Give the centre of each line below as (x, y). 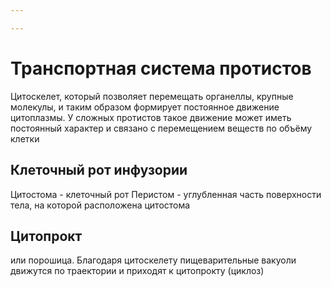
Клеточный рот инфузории (99, 170)
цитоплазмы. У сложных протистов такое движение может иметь (151, 117)
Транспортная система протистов (161, 68)
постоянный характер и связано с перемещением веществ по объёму (161, 128)
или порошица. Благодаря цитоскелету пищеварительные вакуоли (153, 260)
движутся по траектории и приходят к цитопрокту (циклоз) (137, 271)
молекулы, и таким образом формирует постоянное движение (145, 107)
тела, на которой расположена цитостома (100, 205)
